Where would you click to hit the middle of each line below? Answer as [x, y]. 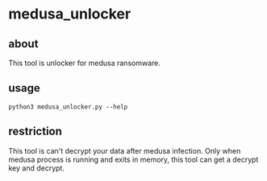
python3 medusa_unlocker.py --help [68, 107]
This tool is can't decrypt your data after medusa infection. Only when [125, 150]
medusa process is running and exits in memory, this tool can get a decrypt [133, 159]
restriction [35, 132]
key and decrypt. [36, 168]
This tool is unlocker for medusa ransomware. [85, 63]
